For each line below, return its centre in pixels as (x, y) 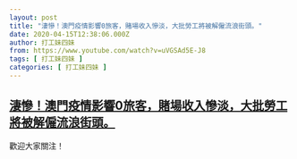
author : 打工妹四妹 (42, 42)
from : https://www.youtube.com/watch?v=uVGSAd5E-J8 (107, 51)
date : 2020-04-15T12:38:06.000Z (69, 34)
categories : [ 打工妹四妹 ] (58, 68)
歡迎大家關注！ (37, 146)
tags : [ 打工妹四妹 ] (46, 59)
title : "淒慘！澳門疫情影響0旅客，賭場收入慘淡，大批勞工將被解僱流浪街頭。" (136, 26)
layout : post (34, 17)
